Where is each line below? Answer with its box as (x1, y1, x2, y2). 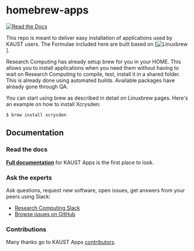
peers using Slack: (6, 193, 51, 200)
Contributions (6, 225, 47, 233)
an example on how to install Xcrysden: (6, 100, 101, 107)
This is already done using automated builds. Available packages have (6, 77, 175, 84)
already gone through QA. (6, 83, 68, 90)
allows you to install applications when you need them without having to (6, 64, 179, 71)
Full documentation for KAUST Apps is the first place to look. (6, 159, 154, 166)
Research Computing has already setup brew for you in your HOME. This (6, 58, 181, 65)
